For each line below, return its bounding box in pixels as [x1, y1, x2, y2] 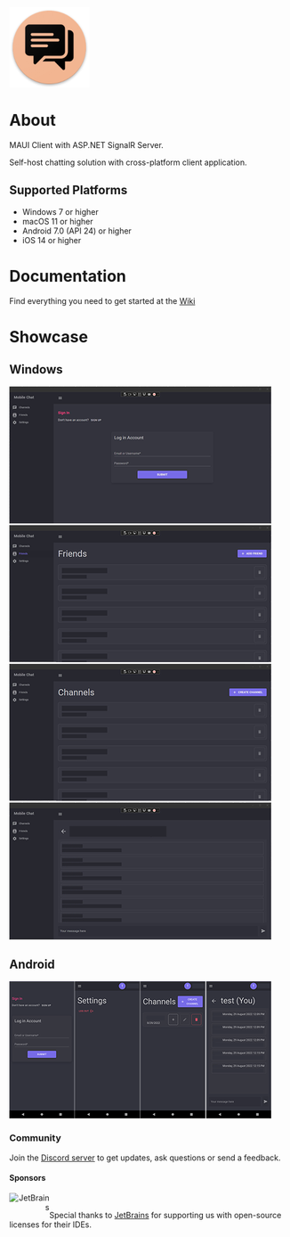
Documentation [9, 266, 127, 286]
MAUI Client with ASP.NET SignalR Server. [9, 139, 165, 150]
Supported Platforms [9, 183, 128, 198]
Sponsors [9, 1173, 46, 1184]
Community [9, 1132, 61, 1144]
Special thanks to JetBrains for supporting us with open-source [49, 1210, 282, 1220]
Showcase [9, 326, 89, 347]
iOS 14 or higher [21, 234, 82, 245]
